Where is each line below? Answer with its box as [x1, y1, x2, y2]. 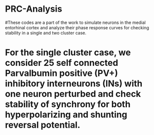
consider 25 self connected [5, 58, 119, 69]
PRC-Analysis [5, 3, 62, 15]
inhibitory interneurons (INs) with [5, 78, 142, 89]
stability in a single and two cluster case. [5, 30, 86, 36]
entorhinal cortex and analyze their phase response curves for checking [5, 24, 149, 30]
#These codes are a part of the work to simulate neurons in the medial [5, 19, 146, 25]
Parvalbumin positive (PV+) [5, 68, 118, 79]
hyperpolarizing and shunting [5, 109, 127, 120]
